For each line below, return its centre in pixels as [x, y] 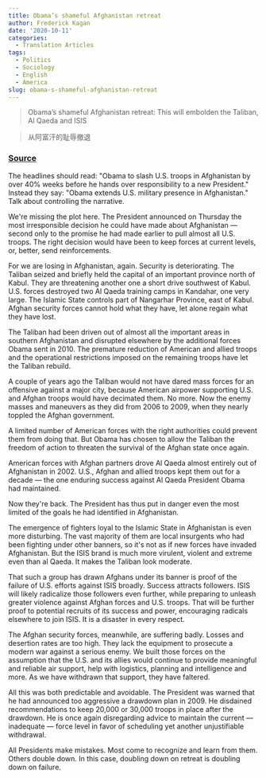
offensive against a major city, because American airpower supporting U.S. [131, 389]
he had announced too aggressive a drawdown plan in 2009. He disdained [130, 701]
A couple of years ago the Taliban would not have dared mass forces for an [131, 381]
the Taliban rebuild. [40, 366]
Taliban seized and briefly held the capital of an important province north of [132, 274]
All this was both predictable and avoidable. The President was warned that [132, 692]
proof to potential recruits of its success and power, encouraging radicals [128, 611]
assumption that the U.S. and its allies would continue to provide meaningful [133, 660]
